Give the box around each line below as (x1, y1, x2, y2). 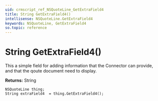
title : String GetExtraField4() (5, 12, 71, 17)
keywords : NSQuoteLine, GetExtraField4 (5, 21, 87, 26)
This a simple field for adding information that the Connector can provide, (5, 63, 153, 69)
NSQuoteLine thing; (5, 87, 45, 92)
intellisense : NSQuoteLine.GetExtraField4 (5, 16, 93, 21)
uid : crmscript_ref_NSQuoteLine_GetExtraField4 (5, 7, 104, 12)
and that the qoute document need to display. (5, 68, 97, 74)
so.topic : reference (5, 25, 47, 30)
